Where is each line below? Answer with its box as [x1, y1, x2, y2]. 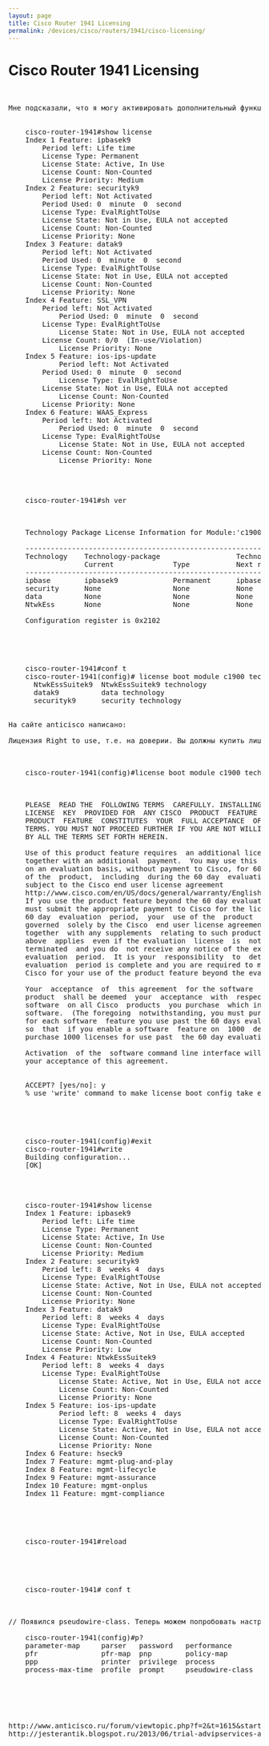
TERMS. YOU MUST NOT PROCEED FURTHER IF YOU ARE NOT [25, 824, 237, 834]
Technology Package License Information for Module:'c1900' [25, 528, 267, 537]
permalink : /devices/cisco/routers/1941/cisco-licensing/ [8, 26, 206, 34]
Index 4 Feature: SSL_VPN [25, 296, 127, 305]
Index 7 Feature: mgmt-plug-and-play [25, 1457, 174, 1466]
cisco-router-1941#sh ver [25, 496, 127, 505]
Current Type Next [83, 560, 254, 569]
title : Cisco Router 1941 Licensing [8, 19, 130, 27]
